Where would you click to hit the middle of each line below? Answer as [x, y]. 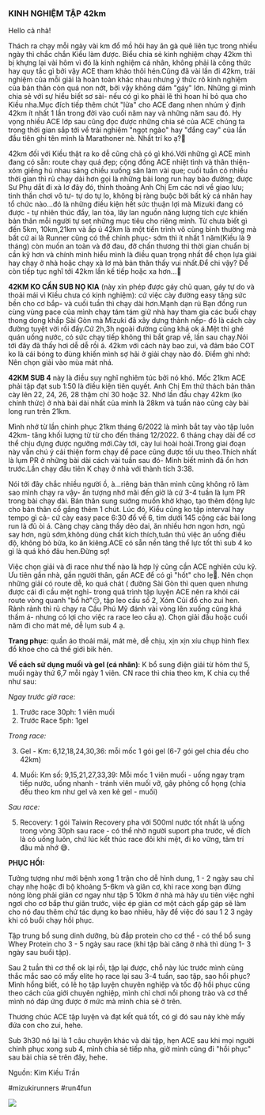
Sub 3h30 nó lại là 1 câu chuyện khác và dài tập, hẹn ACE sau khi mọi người [131, 1041]
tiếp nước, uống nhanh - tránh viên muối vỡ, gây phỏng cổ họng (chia [133, 783]
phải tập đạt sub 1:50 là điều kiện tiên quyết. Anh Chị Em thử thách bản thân [132, 386]
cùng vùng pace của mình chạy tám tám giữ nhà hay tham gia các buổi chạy [132, 312]
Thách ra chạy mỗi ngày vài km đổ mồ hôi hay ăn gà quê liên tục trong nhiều [133, 46]
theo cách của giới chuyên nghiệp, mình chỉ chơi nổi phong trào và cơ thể [128, 993]
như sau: [23, 681]
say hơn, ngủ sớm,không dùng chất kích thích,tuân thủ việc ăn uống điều [127, 535]
